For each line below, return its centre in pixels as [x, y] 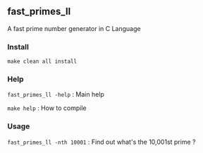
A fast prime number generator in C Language [74, 28]
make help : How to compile [47, 108]
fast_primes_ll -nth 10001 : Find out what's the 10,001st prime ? [101, 142]
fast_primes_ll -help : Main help [56, 94]
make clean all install [42, 62]
